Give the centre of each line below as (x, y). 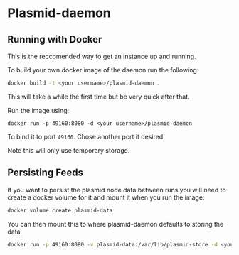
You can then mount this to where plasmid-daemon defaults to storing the (116, 224)
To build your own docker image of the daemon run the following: (103, 70)
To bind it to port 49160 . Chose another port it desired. (86, 136)
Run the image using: (38, 110)
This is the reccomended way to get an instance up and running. (102, 56)
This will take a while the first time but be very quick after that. (99, 97)
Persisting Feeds (46, 173)
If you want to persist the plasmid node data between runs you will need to (117, 190)
